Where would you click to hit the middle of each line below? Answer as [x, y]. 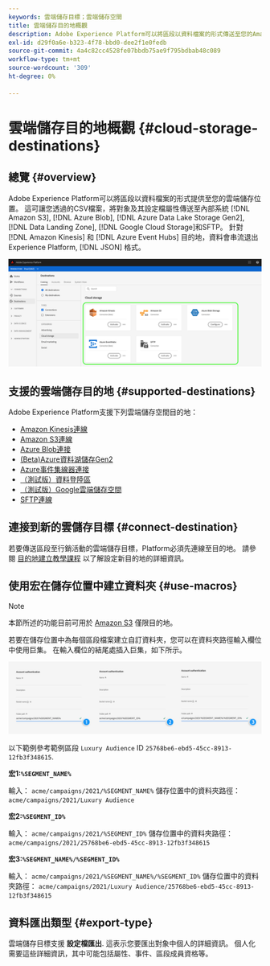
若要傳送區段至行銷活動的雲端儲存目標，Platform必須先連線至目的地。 [125, 548]
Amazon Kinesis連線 [54, 430]
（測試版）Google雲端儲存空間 [71, 490]
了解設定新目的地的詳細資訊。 [139, 558]
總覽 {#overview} [52, 177]
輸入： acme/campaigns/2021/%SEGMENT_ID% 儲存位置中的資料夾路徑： [121, 833]
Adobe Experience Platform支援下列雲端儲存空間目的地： [103, 412]
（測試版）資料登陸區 [55, 479]
